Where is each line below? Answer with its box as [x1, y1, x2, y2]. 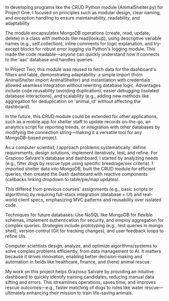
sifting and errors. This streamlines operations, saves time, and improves [5, 279, 156, 285]
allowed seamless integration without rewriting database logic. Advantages [5, 82, 161, 88]
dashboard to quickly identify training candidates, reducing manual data [5, 274, 154, 280]
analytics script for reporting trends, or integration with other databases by [5, 124, 160, 130]
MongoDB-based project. [5, 135, 58, 140]
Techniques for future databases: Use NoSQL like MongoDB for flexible [5, 212, 153, 218]
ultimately [5, 290, 26, 295]
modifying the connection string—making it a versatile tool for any [5, 129, 142, 135]
